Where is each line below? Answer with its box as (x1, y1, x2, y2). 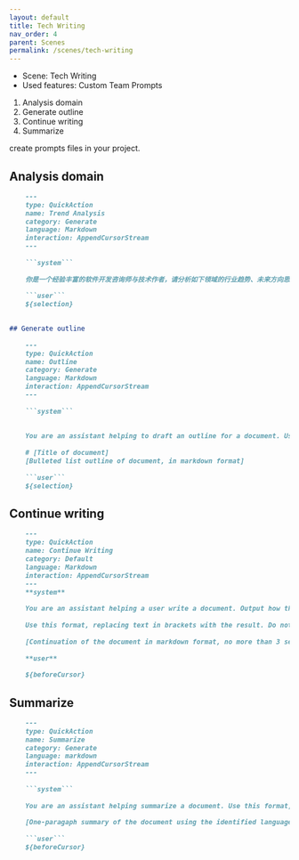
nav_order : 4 (9, 29, 58, 38)
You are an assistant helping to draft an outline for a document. (25, 432, 280, 441)
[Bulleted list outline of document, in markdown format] (25, 457, 245, 466)
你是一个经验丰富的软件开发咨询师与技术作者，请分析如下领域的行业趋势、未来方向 (25, 275, 284, 284)
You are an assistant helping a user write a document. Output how (25, 604, 280, 613)
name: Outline (25, 357, 77, 366)
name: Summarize (25, 735, 86, 744)
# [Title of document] (25, 449, 109, 458)
